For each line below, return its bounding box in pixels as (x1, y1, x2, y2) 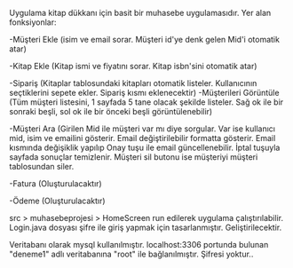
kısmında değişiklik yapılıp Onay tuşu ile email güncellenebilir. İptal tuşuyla (9, 142, 281, 153)
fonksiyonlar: (9, 17, 57, 28)
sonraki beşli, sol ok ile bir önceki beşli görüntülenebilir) (9, 106, 213, 116)
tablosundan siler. (9, 162, 75, 171)
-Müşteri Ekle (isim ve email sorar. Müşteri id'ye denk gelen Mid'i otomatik (9, 35, 280, 44)
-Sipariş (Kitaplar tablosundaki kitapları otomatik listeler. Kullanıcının (9, 78, 257, 88)
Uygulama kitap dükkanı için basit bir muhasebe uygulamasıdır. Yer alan (9, 8, 272, 18)
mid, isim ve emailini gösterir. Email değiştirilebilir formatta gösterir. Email (9, 133, 276, 143)
